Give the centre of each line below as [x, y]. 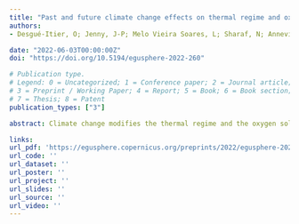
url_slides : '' [37, 189]
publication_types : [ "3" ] [57, 108]
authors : [25, 26]
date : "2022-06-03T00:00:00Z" [65, 50]
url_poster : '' [37, 172]
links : [21, 140]
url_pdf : [25, 148]
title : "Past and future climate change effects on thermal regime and [145, 17]
